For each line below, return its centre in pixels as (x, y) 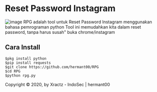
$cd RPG (13, 71)
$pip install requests (28, 63)
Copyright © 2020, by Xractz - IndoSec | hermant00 (58, 84)
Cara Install (23, 47)
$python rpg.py (20, 76)
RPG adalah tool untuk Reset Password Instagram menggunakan (88, 22)
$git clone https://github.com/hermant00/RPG (52, 67)
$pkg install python (26, 59)
